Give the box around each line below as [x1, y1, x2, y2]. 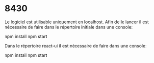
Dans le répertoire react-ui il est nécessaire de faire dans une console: [4, 43, 147, 48]
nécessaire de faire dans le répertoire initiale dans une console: [4, 24, 133, 30]
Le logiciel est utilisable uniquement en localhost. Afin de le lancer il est [4, 19, 149, 25]
